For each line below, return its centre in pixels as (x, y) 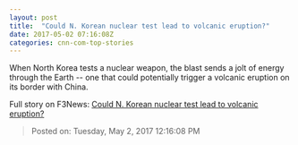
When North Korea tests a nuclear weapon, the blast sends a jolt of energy (147, 68)
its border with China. (49, 87)
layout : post (34, 17)
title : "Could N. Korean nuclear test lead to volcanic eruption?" (140, 26)
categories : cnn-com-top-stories (72, 43)
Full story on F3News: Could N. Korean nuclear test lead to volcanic (134, 105)
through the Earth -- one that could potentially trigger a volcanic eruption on (149, 78)
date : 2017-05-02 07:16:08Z (62, 34)
